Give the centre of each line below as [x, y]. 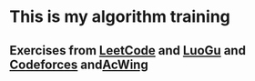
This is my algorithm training [120, 17]
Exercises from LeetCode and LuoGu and [127, 51]
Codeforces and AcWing [79, 64]
